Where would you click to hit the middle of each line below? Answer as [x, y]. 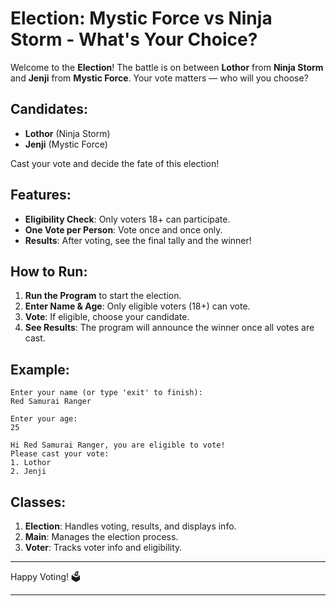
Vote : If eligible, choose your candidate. [107, 317]
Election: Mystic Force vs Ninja [141, 18]
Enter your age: [44, 419]
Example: [40, 369]
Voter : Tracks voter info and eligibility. [103, 547]
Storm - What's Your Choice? [134, 39]
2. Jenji [28, 472]
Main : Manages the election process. [101, 536]
